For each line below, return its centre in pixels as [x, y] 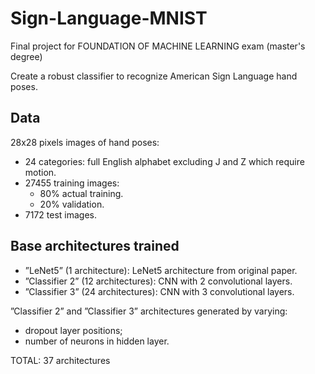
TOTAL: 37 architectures [60, 360]
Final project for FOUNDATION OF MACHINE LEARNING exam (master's [158, 46]
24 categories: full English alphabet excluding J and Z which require [164, 161]
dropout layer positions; [73, 330]
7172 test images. [61, 214]
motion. [40, 172]
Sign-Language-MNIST [109, 18]
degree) [26, 56]
